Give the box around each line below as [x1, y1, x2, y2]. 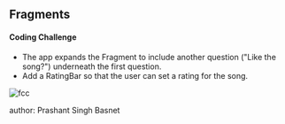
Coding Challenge [9, 31, 77, 43]
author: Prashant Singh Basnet [9, 105, 120, 115]
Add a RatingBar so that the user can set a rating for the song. [21, 70, 249, 81]
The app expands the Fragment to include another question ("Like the [21, 51, 277, 62]
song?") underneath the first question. [21, 61, 162, 72]
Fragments [9, 7, 71, 22]
